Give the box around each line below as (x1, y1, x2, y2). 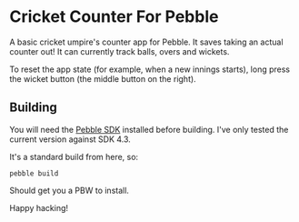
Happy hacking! (9, 202, 69, 213)
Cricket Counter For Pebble (9, 6, 219, 27)
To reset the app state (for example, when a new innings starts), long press (9, 64, 291, 75)
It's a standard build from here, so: (9, 151, 139, 162)
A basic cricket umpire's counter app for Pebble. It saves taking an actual (9, 36, 284, 47)
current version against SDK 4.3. (9, 134, 132, 145)
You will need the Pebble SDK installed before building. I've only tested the (9, 124, 289, 135)
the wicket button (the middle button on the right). (9, 73, 197, 84)
